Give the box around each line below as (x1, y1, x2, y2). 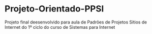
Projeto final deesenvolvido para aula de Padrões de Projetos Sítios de (4, 19, 147, 25)
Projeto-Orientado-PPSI (4, 3, 104, 14)
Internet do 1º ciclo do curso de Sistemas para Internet (4, 24, 115, 30)
